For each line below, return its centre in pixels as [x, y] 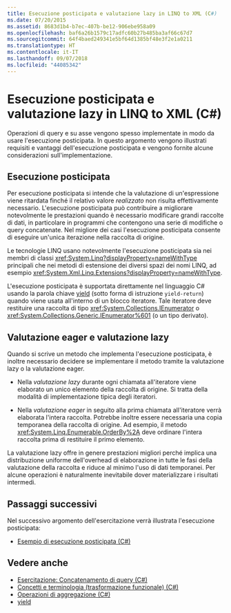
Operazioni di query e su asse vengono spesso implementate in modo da [111, 133]
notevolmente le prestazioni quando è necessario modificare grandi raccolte [115, 216]
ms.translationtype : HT [41, 46]
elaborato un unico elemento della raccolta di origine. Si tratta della [112, 389]
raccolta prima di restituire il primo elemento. [81, 440]
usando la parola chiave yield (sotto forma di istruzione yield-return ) [106, 294]
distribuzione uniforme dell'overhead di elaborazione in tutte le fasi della [110, 460]
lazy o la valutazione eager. [46, 369]
